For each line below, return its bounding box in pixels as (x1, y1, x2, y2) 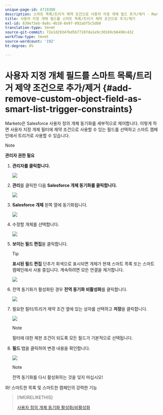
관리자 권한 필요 (5, 152, 35, 158)
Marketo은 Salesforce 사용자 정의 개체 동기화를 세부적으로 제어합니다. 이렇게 (5, 120, 152, 126)
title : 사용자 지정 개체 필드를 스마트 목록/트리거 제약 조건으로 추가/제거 (5, 16, 136, 21)
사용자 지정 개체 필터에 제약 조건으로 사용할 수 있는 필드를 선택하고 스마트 (10, 126, 149, 132)
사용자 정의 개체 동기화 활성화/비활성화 (17, 404, 91, 410)
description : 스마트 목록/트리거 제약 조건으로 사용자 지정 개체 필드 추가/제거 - (5, 12, 150, 17)
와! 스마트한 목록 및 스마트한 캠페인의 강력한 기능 (5, 384, 97, 391)
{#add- (102, 83, 132, 93)
